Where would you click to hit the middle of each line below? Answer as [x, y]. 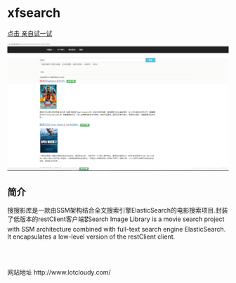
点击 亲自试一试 [30, 33]
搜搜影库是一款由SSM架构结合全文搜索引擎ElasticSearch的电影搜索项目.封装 [118, 210]
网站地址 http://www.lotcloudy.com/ [59, 272]
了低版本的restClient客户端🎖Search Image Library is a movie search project [116, 219]
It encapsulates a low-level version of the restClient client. [91, 237]
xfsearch [34, 13]
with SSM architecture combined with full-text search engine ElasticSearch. [117, 229]
